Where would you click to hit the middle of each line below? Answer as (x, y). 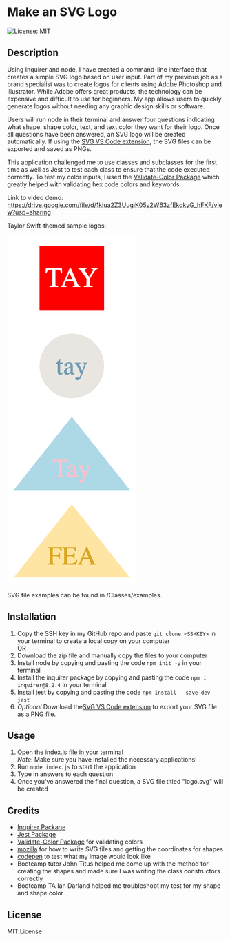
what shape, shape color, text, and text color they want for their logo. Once (114, 127)
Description (33, 53)
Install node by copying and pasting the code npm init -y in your (109, 662)
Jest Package (36, 835)
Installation (32, 617)
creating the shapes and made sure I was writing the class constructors (118, 871)
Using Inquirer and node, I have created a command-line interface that (107, 69)
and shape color (40, 893)
